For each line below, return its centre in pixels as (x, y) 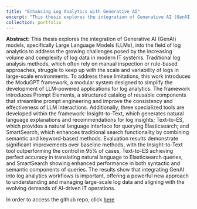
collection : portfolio (34, 22)
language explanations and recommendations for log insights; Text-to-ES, (95, 120)
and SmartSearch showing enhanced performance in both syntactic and (93, 163)
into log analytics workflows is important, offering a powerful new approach (97, 176)
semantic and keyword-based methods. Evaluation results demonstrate (92, 139)
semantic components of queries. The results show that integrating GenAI (95, 170)
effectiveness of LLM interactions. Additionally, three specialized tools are (95, 107)
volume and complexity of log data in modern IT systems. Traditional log (93, 58)
